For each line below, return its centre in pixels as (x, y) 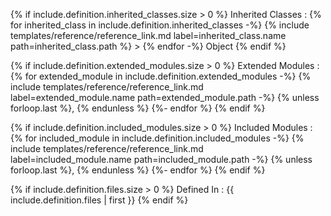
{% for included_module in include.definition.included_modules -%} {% (157, 138)
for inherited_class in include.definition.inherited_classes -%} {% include (160, 25)
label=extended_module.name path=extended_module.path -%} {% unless (165, 97)
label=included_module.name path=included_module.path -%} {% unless (161, 159)
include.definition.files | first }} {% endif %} (99, 200)
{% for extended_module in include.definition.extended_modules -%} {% (161, 76)
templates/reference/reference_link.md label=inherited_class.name (148, 35)
